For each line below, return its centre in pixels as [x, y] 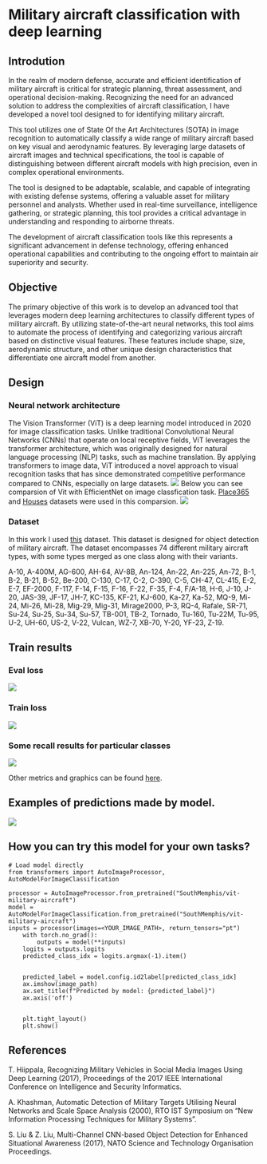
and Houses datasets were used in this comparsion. [93, 501]
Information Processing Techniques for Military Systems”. [102, 1118]
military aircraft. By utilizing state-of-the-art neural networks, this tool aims [131, 323]
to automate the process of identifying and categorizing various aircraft [126, 332]
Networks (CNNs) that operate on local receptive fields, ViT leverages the [130, 440]
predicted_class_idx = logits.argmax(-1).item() [105, 956]
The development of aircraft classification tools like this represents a [121, 237]
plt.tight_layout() [55, 1019]
